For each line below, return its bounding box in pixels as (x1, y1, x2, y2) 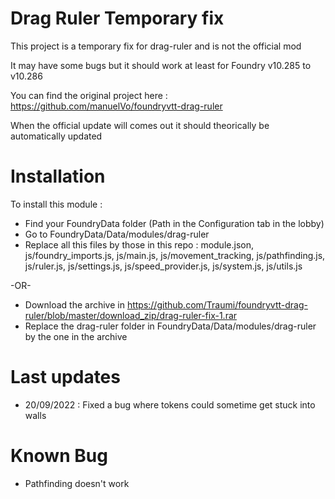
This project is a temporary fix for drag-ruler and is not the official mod (10, 40, 302, 52)
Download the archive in (24, 298, 125, 311)
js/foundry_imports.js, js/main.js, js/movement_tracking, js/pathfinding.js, (24, 249, 326, 261)
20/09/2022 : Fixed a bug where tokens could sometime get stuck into (24, 398, 316, 411)
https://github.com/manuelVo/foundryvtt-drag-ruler (10, 100, 223, 112)
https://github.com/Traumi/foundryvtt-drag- (126, 298, 308, 311)
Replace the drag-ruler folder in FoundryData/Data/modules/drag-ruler (24, 320, 317, 332)
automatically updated (10, 130, 103, 142)
